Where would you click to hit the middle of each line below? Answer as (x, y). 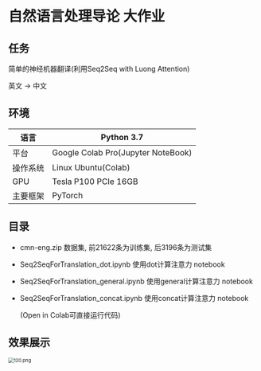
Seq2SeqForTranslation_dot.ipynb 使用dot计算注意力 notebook (122, 264)
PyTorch (68, 195)
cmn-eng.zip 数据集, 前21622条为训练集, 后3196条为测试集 (116, 247)
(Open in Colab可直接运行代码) (70, 314)
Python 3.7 (122, 137)
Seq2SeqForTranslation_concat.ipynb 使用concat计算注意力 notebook (134, 298)
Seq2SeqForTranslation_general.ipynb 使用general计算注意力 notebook (136, 281)
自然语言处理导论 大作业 (87, 16)
